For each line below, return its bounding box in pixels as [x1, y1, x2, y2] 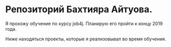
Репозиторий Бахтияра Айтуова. [5, 4, 153, 15]
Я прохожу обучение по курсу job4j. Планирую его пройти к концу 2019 [5, 20, 163, 27]
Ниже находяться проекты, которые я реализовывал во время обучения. [5, 36, 166, 42]
